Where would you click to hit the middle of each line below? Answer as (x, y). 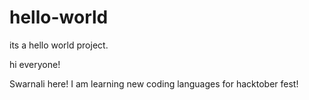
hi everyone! (35, 64)
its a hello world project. (59, 45)
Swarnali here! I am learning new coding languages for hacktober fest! (154, 83)
